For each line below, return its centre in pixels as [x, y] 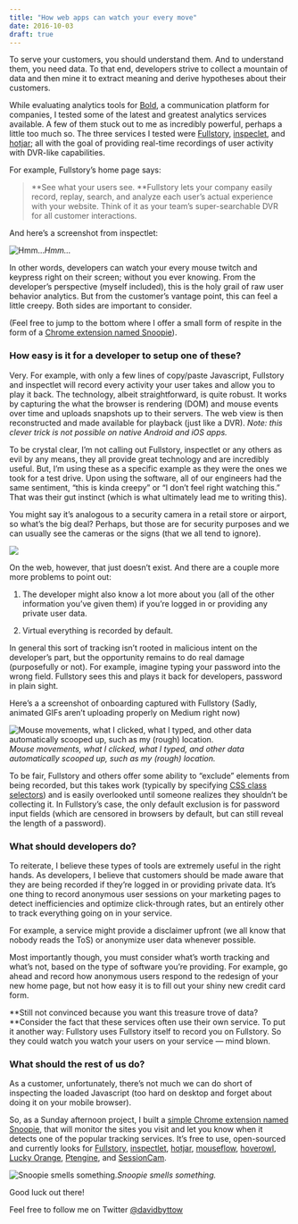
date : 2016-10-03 [41, 26]
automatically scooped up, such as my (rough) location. [112, 758]
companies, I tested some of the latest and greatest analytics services [138, 115]
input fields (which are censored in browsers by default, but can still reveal [146, 813]
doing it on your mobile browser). [70, 1102]
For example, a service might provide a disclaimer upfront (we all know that [148, 930]
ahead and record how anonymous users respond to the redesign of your [144, 976]
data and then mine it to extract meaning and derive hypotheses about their [148, 79]
